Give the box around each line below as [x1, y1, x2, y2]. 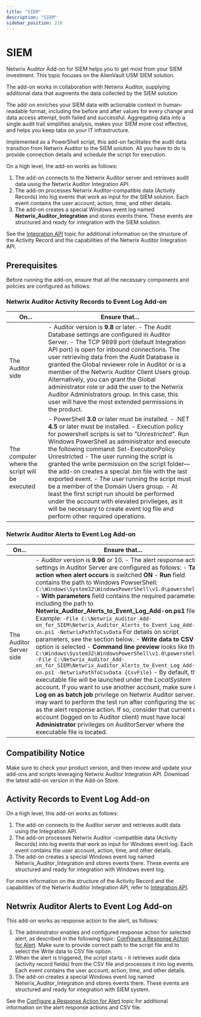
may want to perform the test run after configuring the [35, 698, 187, 706]
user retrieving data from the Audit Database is [47, 353, 179, 361]
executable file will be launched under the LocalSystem [35, 675, 191, 684]
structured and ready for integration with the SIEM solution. [14, 219, 162, 226]
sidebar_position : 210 [6, 20, 63, 26]
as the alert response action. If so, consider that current [35, 705, 192, 714]
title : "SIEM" [6, 8, 42, 15]
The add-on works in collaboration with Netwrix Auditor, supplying [6, 83, 170, 90]
